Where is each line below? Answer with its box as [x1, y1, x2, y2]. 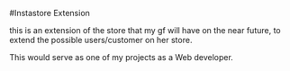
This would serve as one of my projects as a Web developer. [9, 52, 234, 62]
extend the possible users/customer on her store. [9, 35, 193, 45]
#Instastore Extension [9, 8, 90, 18]
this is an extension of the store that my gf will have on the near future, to [9, 25, 281, 35]
